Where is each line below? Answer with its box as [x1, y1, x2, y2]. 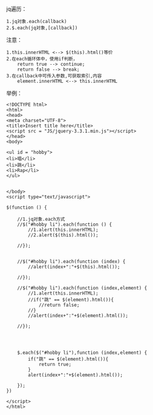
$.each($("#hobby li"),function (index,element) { [17, 350, 148, 356]
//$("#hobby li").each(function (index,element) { [17, 285, 148, 291]
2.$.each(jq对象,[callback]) [6, 25, 78, 31]
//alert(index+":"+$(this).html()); [28, 264, 120, 270]
